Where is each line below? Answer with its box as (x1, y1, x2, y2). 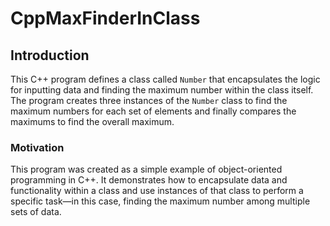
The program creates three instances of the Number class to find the (10, 95, 288, 106)
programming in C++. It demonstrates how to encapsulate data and (10, 174, 288, 186)
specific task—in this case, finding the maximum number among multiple (10, 195, 311, 207)
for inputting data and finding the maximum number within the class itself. (10, 84, 314, 96)
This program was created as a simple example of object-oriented (10, 163, 283, 176)
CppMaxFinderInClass (10, 7, 201, 30)
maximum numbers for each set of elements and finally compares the (10, 105, 297, 117)
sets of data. (10, 206, 62, 218)
